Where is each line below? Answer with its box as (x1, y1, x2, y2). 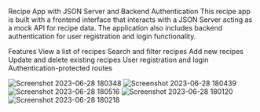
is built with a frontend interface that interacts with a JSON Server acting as (8, 15, 253, 24)
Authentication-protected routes (8, 63, 112, 73)
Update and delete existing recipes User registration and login (8, 55, 209, 64)
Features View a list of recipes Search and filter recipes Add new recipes (8, 47, 244, 56)
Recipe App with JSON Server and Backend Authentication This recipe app (8, 7, 251, 16)
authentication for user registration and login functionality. (8, 31, 196, 41)
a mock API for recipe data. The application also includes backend (8, 23, 223, 32)
